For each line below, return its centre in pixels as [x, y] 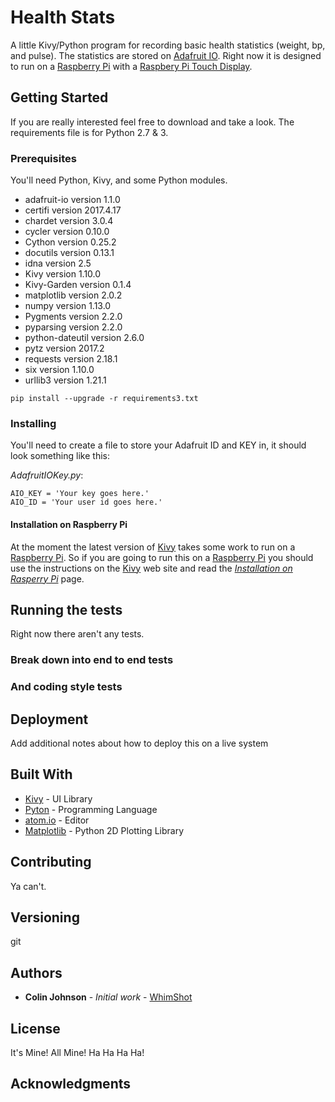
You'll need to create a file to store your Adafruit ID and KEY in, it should [158, 445]
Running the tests [66, 609]
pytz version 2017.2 [64, 348]
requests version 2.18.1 [71, 359]
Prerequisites [43, 158]
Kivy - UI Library [58, 798]
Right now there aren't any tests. [77, 634]
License [35, 1028]
